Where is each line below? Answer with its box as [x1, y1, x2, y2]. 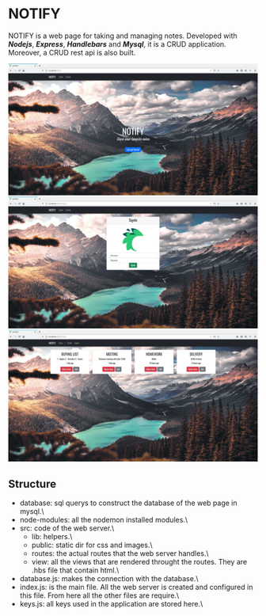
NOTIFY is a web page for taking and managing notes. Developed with [8, 31, 237, 40]
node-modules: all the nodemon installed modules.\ [19, 515, 188, 525]
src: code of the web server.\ [19, 523, 115, 533]
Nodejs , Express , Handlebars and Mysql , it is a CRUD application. [8, 39, 227, 48]
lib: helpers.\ [31, 532, 73, 542]
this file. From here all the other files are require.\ [19, 591, 180, 600]
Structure [8, 477, 57, 491]
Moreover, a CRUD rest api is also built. [8, 48, 136, 57]
